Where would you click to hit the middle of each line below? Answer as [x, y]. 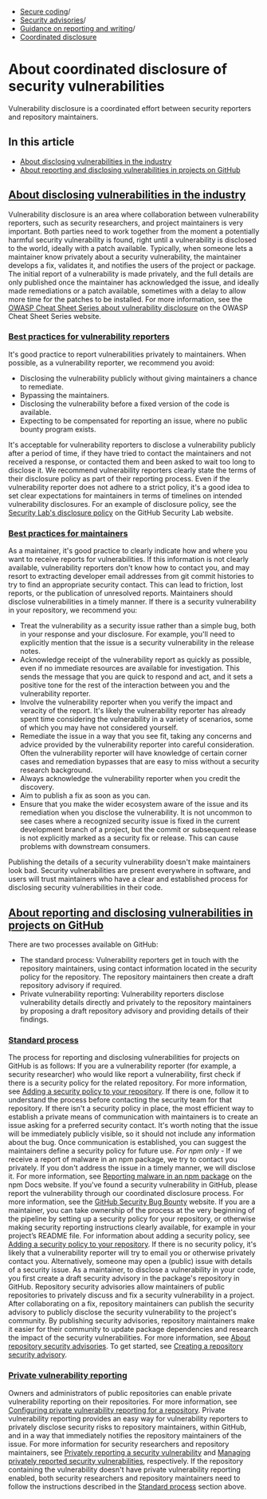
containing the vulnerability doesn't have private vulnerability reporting [125, 1469]
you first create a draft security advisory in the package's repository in [124, 1278]
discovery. [37, 787]
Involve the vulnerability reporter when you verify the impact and [126, 702]
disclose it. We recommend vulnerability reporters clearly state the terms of [132, 470]
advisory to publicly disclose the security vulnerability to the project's [122, 1312]
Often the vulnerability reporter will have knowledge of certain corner [133, 753]
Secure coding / [45, 12]
